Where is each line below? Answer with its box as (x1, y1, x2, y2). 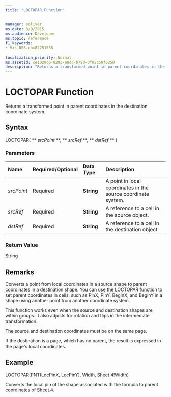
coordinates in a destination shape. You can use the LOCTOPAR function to (5, 286, 163, 293)
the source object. (105, 211, 149, 219)
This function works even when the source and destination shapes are (5, 307, 153, 313)
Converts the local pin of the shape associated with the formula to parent (5, 382, 159, 388)
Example (5, 358, 34, 367)
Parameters (5, 149, 35, 156)
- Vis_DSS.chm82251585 (5, 45, 53, 50)
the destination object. (105, 226, 159, 233)
